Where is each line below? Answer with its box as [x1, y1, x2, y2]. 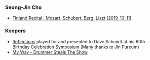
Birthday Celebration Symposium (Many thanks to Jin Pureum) [12, 44, 140, 50]
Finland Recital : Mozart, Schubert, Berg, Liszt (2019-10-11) [12, 15, 132, 21]
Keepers [5, 28, 26, 34]
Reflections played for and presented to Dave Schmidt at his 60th [12, 38, 146, 44]
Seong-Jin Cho [5, 4, 42, 11]
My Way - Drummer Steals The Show [12, 49, 88, 55]
